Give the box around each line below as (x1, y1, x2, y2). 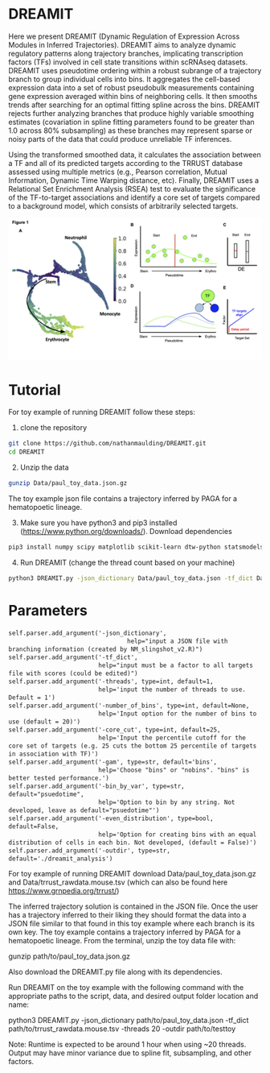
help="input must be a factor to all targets (97, 661, 253, 669)
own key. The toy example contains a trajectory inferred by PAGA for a (8, 927, 241, 937)
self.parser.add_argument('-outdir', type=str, (8, 847, 171, 855)
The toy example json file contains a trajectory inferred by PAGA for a (8, 494, 238, 503)
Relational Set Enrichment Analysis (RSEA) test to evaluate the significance (8, 184, 256, 193)
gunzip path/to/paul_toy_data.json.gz (8, 951, 131, 961)
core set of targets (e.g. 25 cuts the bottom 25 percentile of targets (8, 742, 257, 750)
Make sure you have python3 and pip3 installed (19, 518, 178, 528)
